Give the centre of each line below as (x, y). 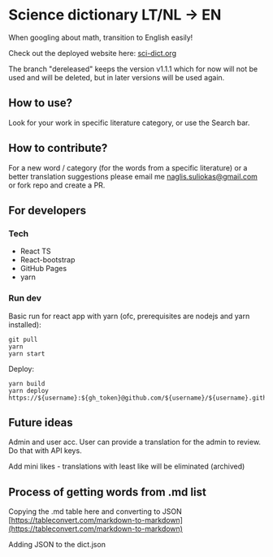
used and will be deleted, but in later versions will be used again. (117, 77)
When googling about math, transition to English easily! (101, 37)
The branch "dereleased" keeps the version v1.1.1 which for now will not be (133, 69)
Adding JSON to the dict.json (57, 545)
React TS (35, 251)
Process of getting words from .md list (108, 492)
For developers (48, 210)
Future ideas (41, 423)
